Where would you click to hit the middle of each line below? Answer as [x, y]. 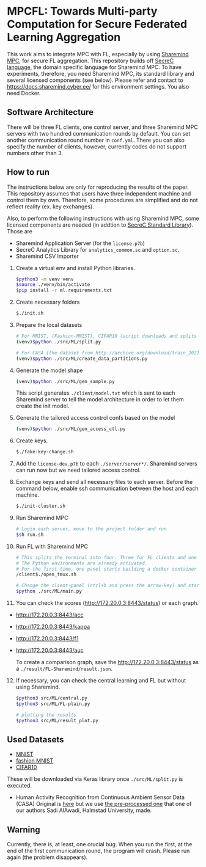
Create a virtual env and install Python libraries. [75, 268]
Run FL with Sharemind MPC [52, 546]
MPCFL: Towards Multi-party [82, 11]
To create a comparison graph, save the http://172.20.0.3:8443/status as [107, 662]
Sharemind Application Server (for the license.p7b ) [80, 243]
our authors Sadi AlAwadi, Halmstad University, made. [84, 810]
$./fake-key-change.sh [45, 452]
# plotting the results [46, 715]
